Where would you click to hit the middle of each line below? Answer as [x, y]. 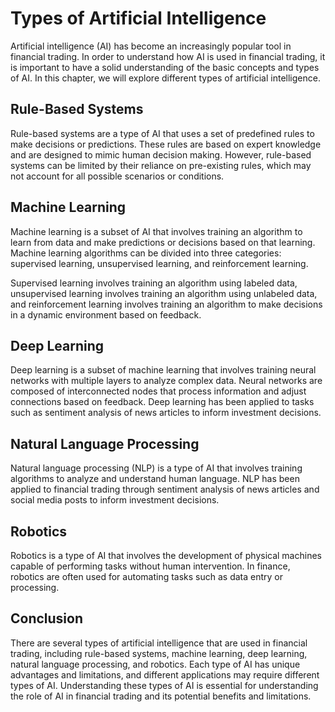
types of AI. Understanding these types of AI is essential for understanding [164, 685]
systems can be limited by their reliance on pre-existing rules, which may [161, 165]
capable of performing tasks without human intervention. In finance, [150, 566]
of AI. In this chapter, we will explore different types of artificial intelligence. [165, 78]
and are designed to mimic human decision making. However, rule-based [161, 154]
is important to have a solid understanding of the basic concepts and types [165, 67]
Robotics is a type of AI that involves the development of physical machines [166, 555]
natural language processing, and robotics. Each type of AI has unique [155, 664]
